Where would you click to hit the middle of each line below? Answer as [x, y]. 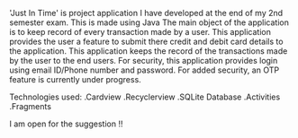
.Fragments [31, 106]
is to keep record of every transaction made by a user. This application [140, 32]
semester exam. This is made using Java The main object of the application [149, 22]
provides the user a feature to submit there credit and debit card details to [146, 41]
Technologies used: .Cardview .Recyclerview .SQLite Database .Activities [145, 97]
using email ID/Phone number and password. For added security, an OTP [144, 70]
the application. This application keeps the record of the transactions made [149, 51]
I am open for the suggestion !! [66, 124]
